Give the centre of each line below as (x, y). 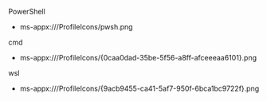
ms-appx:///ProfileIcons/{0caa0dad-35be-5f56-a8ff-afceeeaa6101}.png (138, 58)
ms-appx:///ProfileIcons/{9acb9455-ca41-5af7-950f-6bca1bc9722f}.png (139, 88)
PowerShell (27, 12)
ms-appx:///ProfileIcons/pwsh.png (76, 27)
